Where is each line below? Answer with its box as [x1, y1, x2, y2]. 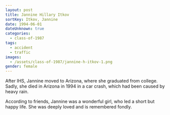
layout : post [5, 7, 33, 13]
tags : [5, 41, 17, 46]
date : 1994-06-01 [5, 21, 42, 27]
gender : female [5, 64, 38, 69]
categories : [5, 31, 31, 36]
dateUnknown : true [5, 26, 44, 31]
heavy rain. [5, 89, 29, 95]
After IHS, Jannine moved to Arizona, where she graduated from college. [5, 78, 158, 84]
